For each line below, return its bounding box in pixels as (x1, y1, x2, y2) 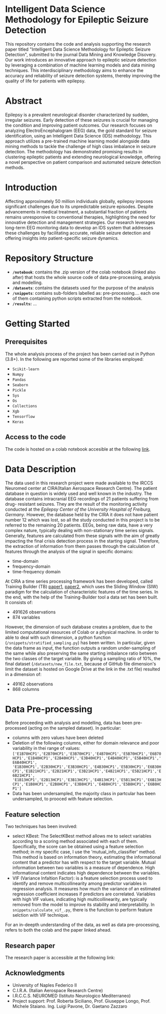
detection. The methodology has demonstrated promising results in (5, 148, 143, 154)
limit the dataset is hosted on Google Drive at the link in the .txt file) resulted (5, 666, 160, 672)
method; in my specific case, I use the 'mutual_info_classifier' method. (12, 849, 156, 855)
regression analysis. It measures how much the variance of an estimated (12, 886, 161, 892)
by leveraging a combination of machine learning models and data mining (5, 62, 155, 68)
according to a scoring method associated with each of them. (12, 838, 138, 844)
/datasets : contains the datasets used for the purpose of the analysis (12, 284, 155, 291)
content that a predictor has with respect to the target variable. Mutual (12, 860, 156, 866)
